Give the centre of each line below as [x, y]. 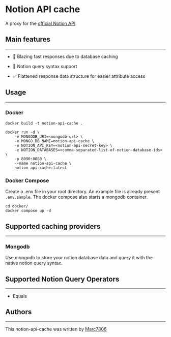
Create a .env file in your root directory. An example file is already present [83, 192]
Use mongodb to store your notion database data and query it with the [79, 258]
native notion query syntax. [34, 263]
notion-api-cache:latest [41, 168]
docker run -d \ [22, 132]
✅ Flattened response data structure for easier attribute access [79, 76]
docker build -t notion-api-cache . [44, 123]
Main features [28, 39]
